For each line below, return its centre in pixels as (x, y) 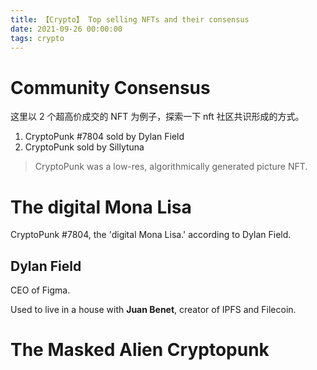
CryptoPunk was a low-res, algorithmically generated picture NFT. (171, 167)
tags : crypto (37, 38)
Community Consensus (110, 87)
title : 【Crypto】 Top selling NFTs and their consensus (130, 19)
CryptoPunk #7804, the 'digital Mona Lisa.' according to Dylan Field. (151, 235)
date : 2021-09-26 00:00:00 (66, 29)
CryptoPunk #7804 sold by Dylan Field (104, 137)
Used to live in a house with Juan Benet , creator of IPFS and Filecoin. (153, 310)
